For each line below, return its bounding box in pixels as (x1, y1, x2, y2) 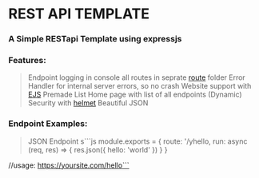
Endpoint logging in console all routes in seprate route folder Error (27, 73, 245, 82)
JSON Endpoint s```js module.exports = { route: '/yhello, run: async (27, 136, 248, 146)
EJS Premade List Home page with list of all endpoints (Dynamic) (27, 89, 242, 100)
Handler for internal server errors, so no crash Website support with (27, 81, 252, 91)
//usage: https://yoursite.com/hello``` (8, 160, 129, 170)
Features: (8, 55, 46, 66)
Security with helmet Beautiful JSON (27, 98, 149, 108)
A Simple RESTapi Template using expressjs (8, 34, 182, 45)
